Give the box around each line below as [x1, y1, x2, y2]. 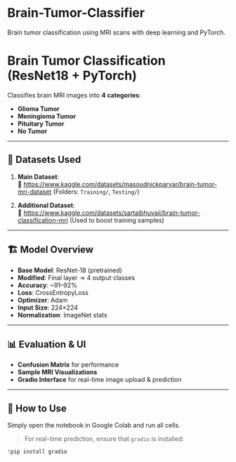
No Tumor [17, 126, 48, 135]
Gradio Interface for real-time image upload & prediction [17, 376, 182, 384]
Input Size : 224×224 [17, 303, 79, 312]
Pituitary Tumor [17, 119, 65, 128]
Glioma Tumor [17, 104, 60, 113]
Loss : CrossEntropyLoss [17, 288, 89, 296]
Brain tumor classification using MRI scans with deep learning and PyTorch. [7, 28, 226, 37]
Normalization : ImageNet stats [17, 310, 107, 319]
